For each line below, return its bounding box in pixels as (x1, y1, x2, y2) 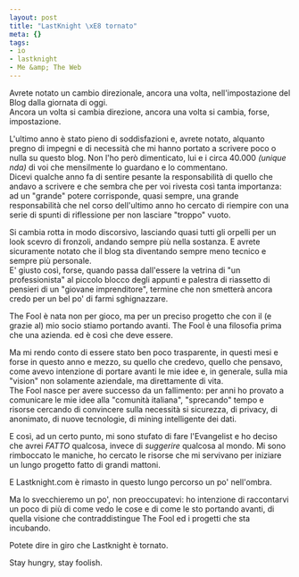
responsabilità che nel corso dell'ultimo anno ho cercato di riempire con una (9, 199, 289, 210)
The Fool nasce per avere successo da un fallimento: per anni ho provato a (9, 385, 284, 395)
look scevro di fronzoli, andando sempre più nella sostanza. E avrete (9, 236, 261, 247)
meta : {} (9, 30, 42, 38)
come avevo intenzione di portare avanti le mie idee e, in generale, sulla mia (9, 366, 288, 377)
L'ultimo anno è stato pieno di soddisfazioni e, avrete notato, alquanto (9, 133, 265, 144)
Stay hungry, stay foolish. (9, 556, 103, 568)
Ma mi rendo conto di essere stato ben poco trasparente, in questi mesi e (9, 346, 278, 358)
